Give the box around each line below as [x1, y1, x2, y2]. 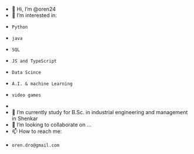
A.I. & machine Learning [11, 81, 73, 87]
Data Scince [11, 70, 41, 76]
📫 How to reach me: [11, 128, 62, 135]
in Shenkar [11, 115, 38, 122]
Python [11, 24, 28, 30]
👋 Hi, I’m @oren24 [11, 6, 56, 12]
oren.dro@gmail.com [11, 142, 60, 148]
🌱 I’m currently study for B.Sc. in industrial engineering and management [11, 109, 188, 115]
